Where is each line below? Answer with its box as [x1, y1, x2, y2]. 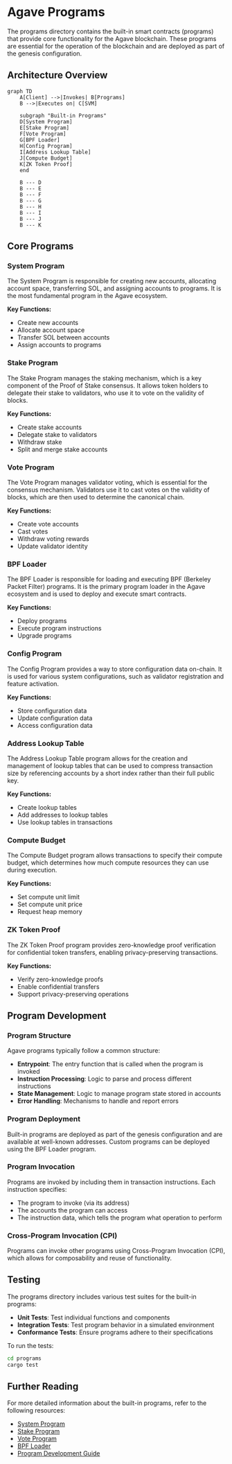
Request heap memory [17, 908, 83, 916]
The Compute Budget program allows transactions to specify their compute [7, 851, 223, 860]
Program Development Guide [17, 1449, 100, 1458]
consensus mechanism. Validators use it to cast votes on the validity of [7, 485, 210, 494]
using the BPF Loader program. [7, 1145, 97, 1153]
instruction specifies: [7, 1185, 67, 1193]
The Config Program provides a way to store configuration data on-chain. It [7, 665, 222, 673]
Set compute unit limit [17, 893, 80, 901]
